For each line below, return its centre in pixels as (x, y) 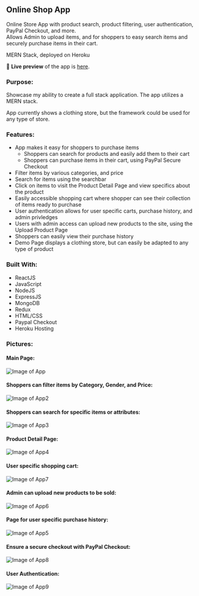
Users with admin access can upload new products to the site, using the (104, 224)
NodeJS (25, 290)
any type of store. (28, 119)
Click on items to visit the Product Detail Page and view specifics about (102, 186)
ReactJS (25, 278)
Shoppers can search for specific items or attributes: (73, 412)
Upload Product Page (41, 230)
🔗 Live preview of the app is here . (48, 66)
